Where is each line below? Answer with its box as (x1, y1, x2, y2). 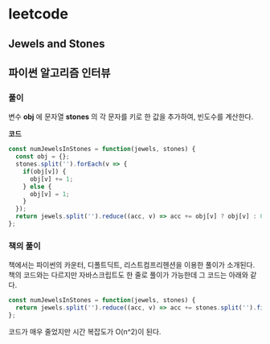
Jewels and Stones (8, 37, 105, 51)
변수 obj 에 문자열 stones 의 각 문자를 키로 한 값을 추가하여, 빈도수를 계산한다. (8, 112, 254, 121)
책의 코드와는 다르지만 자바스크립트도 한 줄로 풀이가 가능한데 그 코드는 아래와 (8, 270, 249, 280)
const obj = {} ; (15, 153, 70, 161)
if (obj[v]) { (22, 167, 67, 175)
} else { (22, 182, 52, 190)
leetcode (8, 5, 68, 23)
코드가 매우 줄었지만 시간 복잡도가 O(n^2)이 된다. (8, 326, 162, 336)
